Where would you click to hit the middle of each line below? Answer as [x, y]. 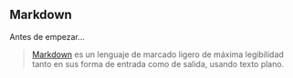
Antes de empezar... [47, 36]
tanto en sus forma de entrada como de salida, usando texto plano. [158, 63]
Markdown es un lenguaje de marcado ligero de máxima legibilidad [158, 54]
